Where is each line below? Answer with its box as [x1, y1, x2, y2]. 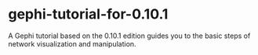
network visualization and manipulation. [8, 39, 136, 48]
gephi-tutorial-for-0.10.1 [8, 5, 169, 23]
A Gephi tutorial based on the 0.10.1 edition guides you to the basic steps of [8, 31, 251, 40]
